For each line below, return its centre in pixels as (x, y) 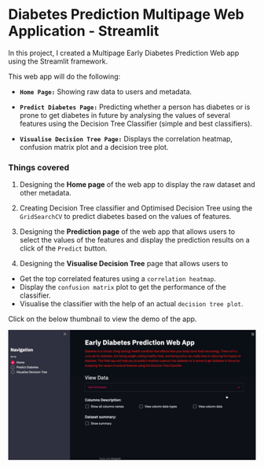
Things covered (39, 167)
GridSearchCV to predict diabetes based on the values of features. (125, 217)
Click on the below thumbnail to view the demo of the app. (103, 319)
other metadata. (46, 193)
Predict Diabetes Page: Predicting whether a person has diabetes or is (135, 107)
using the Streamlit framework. (58, 61)
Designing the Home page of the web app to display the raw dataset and (137, 185)
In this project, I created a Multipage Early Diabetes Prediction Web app (124, 53)
